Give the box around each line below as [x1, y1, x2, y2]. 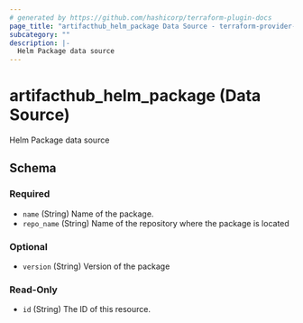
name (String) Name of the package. [22, 208, 154, 219]
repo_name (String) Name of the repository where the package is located [22, 217, 290, 228]
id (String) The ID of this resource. [22, 304, 151, 315]
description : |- [9, 38, 70, 48]
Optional [9, 240, 48, 253]
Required [9, 188, 50, 200]
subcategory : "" [9, 30, 70, 39]
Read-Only [9, 283, 59, 296]
